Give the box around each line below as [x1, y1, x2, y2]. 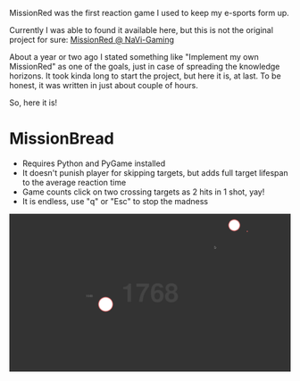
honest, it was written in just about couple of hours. [9, 80, 198, 90]
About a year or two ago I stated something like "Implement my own [9, 52, 259, 62]
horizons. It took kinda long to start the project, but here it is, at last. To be [9, 70, 281, 81]
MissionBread [9, 128, 114, 149]
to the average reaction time [21, 177, 127, 187]
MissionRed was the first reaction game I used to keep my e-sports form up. [9, 8, 290, 18]
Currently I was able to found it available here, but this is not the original [9, 25, 274, 35]
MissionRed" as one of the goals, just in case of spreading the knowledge [9, 62, 280, 71]
